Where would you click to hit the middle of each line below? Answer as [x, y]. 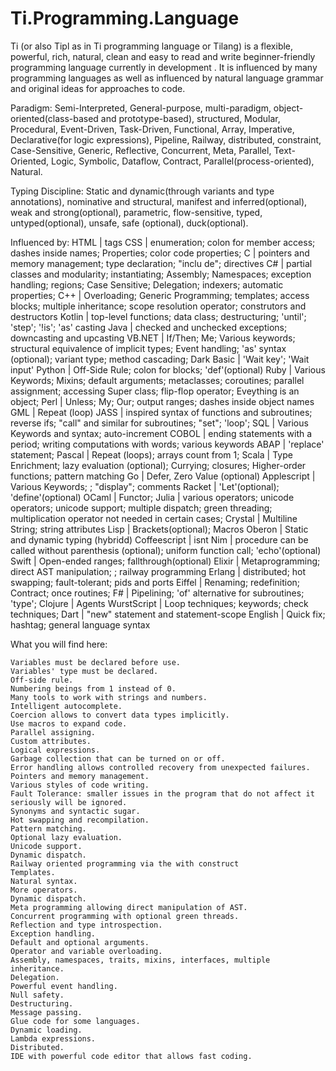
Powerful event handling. [64, 986]
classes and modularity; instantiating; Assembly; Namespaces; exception [161, 274]
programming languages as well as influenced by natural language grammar [167, 78]
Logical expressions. [55, 750]
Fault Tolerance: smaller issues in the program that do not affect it [162, 793]
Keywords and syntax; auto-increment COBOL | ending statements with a [161, 433]
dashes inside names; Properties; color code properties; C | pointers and [160, 253]
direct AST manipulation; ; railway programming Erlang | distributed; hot [158, 571]
